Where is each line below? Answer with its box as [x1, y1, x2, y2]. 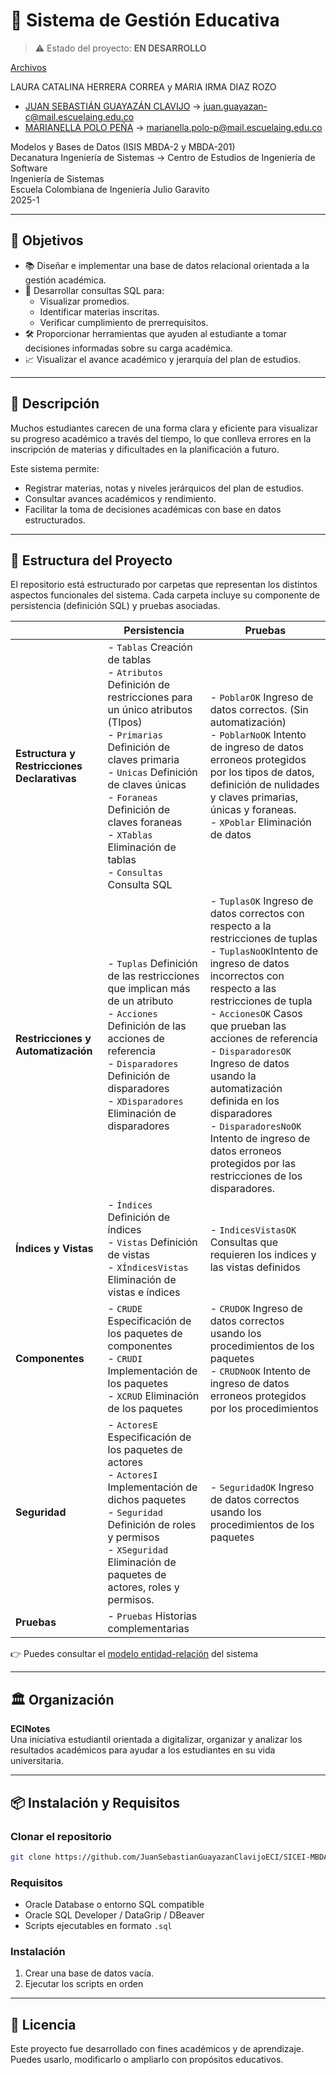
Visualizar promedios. [39, 295, 130, 307]
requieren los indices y [209, 1248, 317, 1262]
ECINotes [10, 1723, 51, 1735]
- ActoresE [107, 1418, 158, 1432]
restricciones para [107, 690, 193, 704]
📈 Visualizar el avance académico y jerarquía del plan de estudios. [24, 353, 302, 365]
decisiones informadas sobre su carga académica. [24, 342, 233, 354]
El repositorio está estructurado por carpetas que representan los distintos [10, 579, 318, 591]
